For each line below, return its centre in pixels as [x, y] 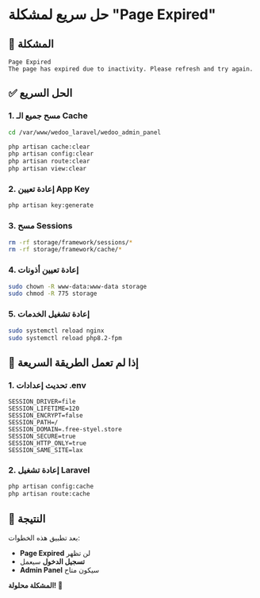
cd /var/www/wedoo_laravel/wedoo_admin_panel [84, 132]
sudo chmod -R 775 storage [53, 294]
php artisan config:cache [51, 487]
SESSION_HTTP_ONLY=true [48, 443]
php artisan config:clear [51, 154]
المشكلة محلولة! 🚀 [36, 585]
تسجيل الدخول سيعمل [52, 562]
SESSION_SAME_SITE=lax [46, 450]
